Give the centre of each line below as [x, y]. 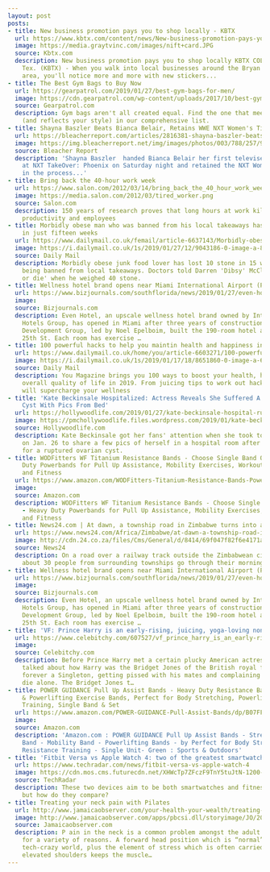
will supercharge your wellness [76, 390]
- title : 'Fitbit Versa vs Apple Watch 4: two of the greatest [116, 758]
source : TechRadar [46, 780]
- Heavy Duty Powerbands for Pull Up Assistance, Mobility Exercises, [143, 510]
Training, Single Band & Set [71, 705]
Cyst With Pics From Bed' [66, 405]
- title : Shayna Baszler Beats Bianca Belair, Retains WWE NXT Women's [130, 128]
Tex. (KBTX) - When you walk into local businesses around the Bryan [141, 69]
